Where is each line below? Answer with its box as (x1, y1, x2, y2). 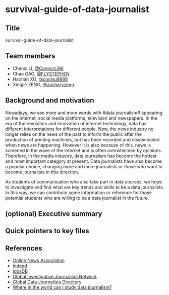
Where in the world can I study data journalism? (12, 284, 112, 290)
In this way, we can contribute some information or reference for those (5, 189, 152, 196)
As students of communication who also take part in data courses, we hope (5, 178, 162, 185)
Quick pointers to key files (5, 227, 89, 235)
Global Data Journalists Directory (12, 279, 82, 285)
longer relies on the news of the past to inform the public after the (5, 131, 142, 137)
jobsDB (12, 268, 28, 274)
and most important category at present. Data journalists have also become (5, 158, 162, 164)
